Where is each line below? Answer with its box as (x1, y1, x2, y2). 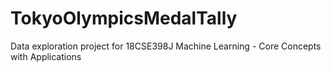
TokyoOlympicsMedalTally (10, 7, 238, 30)
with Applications (10, 50, 82, 62)
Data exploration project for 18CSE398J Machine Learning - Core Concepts (10, 40, 322, 52)
